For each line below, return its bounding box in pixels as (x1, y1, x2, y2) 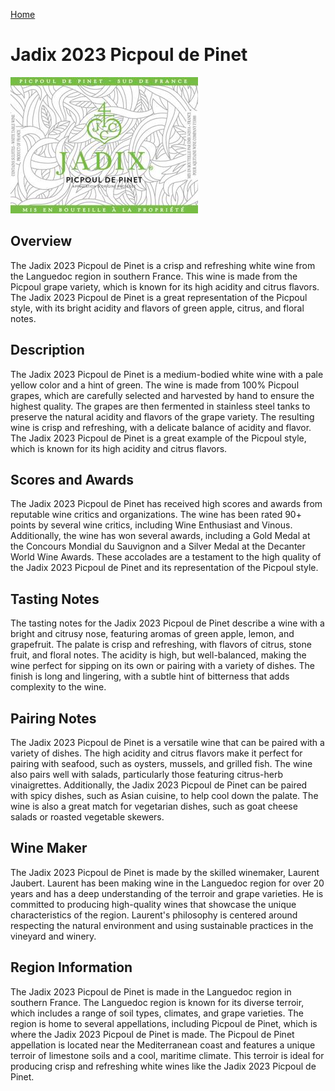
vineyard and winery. (10, 930, 97, 942)
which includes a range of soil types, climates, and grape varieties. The (10, 1007, 304, 1019)
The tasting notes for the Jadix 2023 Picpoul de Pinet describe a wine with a (10, 617, 325, 629)
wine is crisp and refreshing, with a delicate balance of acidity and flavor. (10, 421, 312, 433)
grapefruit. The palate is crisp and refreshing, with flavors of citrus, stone (10, 639, 312, 651)
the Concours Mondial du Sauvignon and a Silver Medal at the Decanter (10, 540, 306, 553)
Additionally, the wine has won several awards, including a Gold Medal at (10, 530, 311, 542)
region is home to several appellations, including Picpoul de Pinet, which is (10, 1017, 318, 1029)
